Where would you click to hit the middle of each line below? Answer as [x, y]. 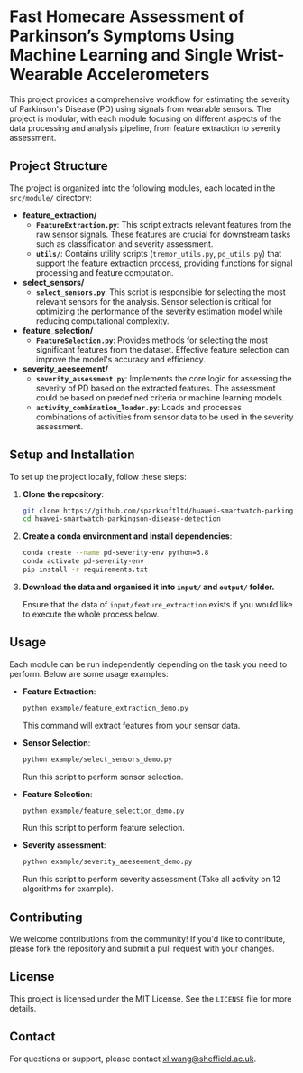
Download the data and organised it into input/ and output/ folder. [148, 587]
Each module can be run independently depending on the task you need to [148, 664]
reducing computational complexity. [102, 320]
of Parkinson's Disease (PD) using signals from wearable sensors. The [140, 108]
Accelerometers [148, 75]
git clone [41, 511]
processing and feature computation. [105, 272]
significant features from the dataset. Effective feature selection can [162, 349]
